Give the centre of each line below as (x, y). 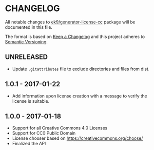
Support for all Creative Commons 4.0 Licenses (60, 128)
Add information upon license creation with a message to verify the (80, 96)
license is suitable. (31, 101)
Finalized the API (29, 144)
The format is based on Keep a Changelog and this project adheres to (75, 37)
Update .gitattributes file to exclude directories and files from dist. (81, 69)
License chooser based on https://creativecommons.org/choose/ (77, 138)
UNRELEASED (26, 57)
